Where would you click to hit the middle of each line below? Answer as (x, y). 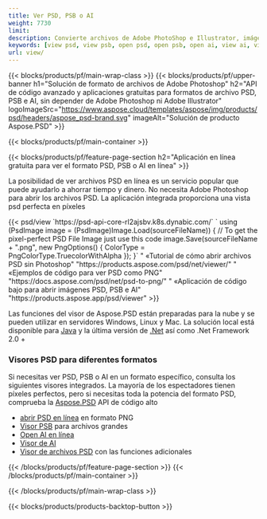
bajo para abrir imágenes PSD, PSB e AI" (75, 289)
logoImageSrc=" (35, 109)
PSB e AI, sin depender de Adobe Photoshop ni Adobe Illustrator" (115, 101)
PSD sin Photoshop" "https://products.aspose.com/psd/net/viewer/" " (122, 264)
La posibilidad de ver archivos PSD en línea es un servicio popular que (124, 181)
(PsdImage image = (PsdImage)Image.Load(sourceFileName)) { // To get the (133, 230)
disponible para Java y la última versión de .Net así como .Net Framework (129, 330)
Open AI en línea (47, 434)
